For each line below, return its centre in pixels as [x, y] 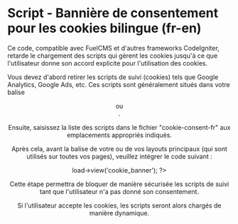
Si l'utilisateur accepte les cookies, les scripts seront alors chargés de [119, 205]
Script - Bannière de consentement [113, 13]
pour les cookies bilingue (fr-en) [104, 28]
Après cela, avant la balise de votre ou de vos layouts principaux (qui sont [119, 148]
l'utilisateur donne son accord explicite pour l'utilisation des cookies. [108, 63]
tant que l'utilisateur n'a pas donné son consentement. [119, 191]
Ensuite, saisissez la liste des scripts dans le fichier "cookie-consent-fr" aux [119, 127]
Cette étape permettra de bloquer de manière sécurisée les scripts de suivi [119, 184]
